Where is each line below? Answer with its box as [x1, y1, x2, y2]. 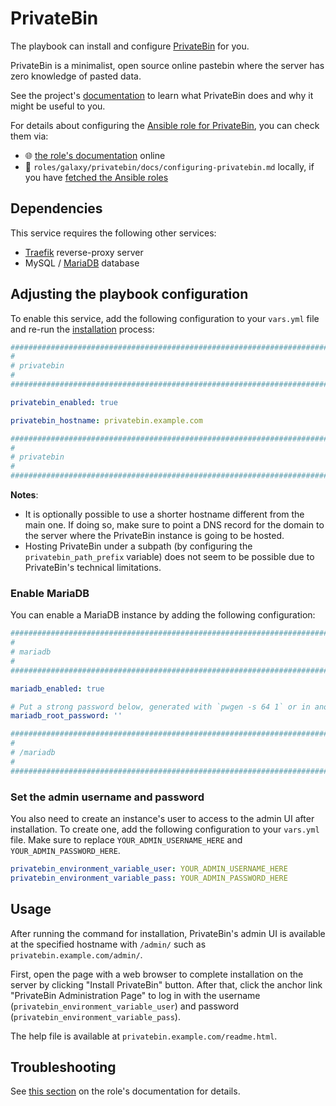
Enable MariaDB [10, 586, 90, 600]
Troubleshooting [10, 1058, 117, 1076]
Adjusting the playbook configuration [10, 286, 249, 303]
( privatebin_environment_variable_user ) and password [10, 1000, 240, 1012]
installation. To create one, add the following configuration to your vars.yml [10, 823, 320, 836]
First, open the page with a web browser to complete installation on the [10, 968, 304, 980]
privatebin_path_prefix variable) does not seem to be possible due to [24, 551, 315, 563]
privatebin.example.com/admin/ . [10, 948, 143, 961]
